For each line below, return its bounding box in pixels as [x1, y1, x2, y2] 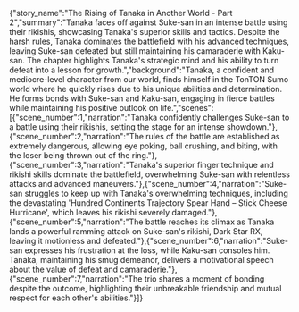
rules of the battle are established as [145, 131, 280, 141]
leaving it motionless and [9, 236, 101, 246]
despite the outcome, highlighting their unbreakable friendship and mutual [9, 283, 282, 293]
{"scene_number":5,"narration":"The [9, 216, 144, 227]
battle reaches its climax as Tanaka [145, 216, 275, 227]
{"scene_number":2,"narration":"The [9, 131, 145, 141]
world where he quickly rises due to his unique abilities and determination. [9, 84, 283, 94]
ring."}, [131, 150, 158, 160]
